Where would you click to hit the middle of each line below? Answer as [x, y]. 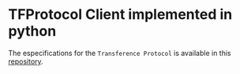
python [32, 31]
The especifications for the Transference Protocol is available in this [120, 53]
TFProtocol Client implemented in [120, 15]
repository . [26, 61]
